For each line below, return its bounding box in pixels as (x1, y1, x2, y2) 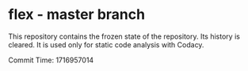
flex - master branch (8, 6, 145, 24)
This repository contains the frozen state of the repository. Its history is (8, 32, 240, 41)
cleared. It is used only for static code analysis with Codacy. (8, 39, 204, 49)
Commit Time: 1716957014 (8, 55, 94, 65)
